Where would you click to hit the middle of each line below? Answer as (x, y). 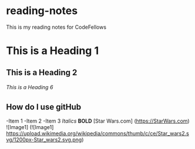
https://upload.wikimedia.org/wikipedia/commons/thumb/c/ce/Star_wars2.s (97, 134)
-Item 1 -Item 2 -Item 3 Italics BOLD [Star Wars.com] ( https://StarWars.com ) (98, 121)
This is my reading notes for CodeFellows (56, 27)
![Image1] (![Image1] (30, 127)
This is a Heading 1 (52, 51)
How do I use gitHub (44, 107)
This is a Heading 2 (42, 72)
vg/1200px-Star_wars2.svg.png (44, 140)
